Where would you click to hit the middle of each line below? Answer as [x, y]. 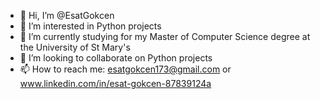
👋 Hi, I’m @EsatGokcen [67, 15]
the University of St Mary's [75, 47]
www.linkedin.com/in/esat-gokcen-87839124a [115, 83]
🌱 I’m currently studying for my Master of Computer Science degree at [165, 36]
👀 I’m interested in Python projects [90, 26]
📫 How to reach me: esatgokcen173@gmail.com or [125, 69]
